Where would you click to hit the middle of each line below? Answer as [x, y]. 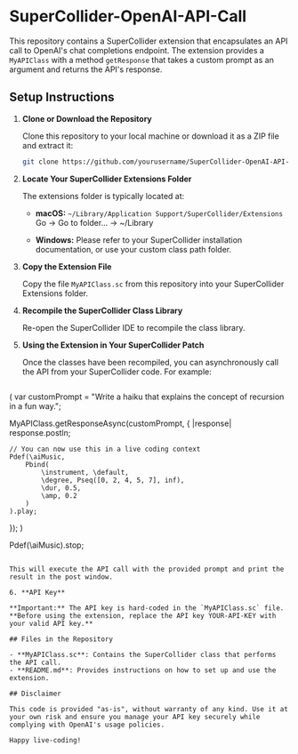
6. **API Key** [37, 592]
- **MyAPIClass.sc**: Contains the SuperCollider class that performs [143, 654]
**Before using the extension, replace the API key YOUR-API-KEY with [143, 615]
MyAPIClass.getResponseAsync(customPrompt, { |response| [121, 423]
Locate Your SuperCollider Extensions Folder [107, 179]
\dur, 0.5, [61, 488]
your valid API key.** [51, 623]
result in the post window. [61, 577]
